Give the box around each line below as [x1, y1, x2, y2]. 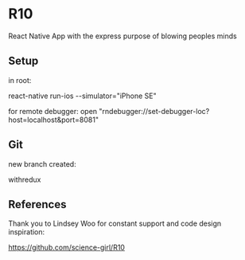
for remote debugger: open [8, 106, 98, 116]
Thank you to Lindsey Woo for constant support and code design [8, 219, 222, 228]
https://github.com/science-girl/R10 [8, 242, 126, 252]
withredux [8, 175, 41, 184]
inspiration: [8, 227, 45, 237]
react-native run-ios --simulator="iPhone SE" [8, 91, 157, 100]
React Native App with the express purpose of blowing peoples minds [8, 31, 237, 41]
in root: [8, 75, 32, 85]
